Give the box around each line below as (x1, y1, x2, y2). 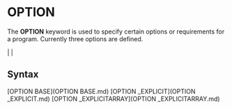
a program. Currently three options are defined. (7, 34, 144, 43)
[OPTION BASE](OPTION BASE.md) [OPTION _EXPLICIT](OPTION (7, 87, 196, 95)
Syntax (7, 68, 39, 80)
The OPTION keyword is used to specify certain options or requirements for (7, 27, 225, 36)
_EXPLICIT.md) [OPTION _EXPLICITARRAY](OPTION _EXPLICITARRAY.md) (7, 94, 221, 103)
